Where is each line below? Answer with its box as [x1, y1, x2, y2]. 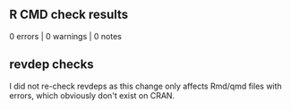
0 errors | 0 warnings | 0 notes [9, 30, 123, 41]
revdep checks [9, 57, 94, 72]
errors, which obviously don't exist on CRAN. [9, 89, 175, 101]
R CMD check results [9, 7, 129, 22]
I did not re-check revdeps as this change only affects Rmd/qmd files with [9, 80, 282, 91]
